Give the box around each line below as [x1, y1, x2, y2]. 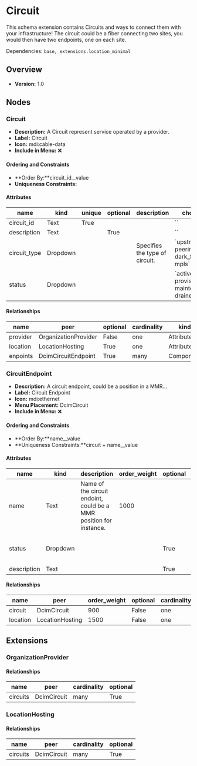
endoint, [80, 494, 104, 502]
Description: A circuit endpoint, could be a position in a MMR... [14, 383, 168, 390]
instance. [80, 523, 106, 532]
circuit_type [9, 248, 42, 257]
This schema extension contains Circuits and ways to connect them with [6, 24, 181, 31]
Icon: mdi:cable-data [14, 141, 66, 148]
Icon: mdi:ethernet [14, 396, 60, 403]
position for [80, 516, 113, 525]
